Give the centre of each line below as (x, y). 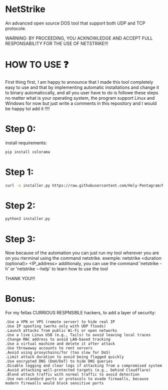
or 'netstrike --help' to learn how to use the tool (59, 269)
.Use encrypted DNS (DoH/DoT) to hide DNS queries (59, 361)
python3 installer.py (28, 219)
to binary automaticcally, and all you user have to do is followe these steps (82, 92)
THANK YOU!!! (20, 279)
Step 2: (20, 205)
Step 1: (19, 172)
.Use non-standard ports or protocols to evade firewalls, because (77, 379)
